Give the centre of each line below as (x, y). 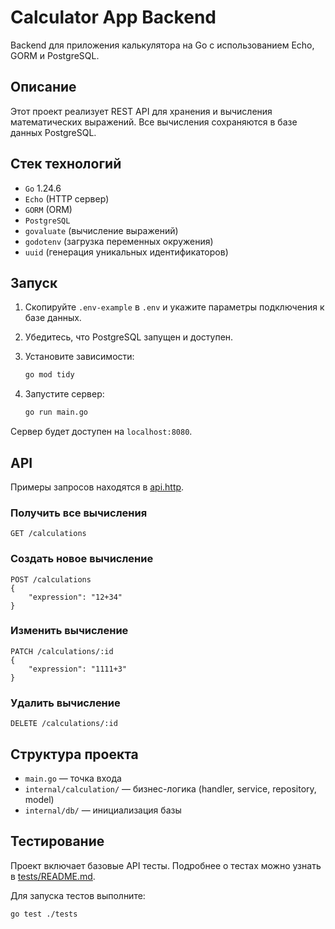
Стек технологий (66, 164)
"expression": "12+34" (75, 597)
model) (39, 799)
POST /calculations (51, 579)
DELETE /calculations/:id (64, 724)
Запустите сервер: (64, 394)
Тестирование (57, 841)
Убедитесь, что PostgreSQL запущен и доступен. (129, 337)
